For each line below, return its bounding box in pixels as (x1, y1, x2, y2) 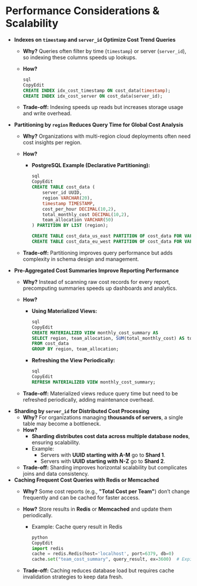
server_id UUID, (42, 190, 82, 196)
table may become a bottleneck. (22, 420, 101, 427)
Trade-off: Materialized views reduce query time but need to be (22, 390, 178, 397)
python (31, 534, 48, 540)
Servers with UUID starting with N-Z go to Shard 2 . (40, 458, 166, 465)
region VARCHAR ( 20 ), (42, 195, 93, 201)
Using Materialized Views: (31, 307, 98, 314)
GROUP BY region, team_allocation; (31, 346, 119, 352)
